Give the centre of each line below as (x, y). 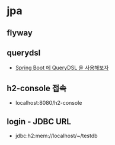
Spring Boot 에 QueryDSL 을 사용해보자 (62, 68)
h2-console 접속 (37, 88)
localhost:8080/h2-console (49, 103)
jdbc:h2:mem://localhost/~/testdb (56, 136)
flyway (20, 33)
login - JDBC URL (39, 122)
